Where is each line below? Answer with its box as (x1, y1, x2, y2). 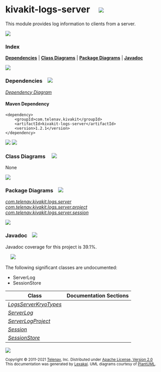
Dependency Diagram (5, 89, 52, 95)
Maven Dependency (5, 101, 50, 107)
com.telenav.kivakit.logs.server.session (5, 209, 89, 216)
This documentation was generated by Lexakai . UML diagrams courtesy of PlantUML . (5, 361, 156, 366)
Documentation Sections (66, 292, 129, 299)
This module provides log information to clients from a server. (5, 21, 136, 27)
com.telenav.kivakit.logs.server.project (5, 204, 87, 210)
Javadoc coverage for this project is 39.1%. (5, 243, 97, 250)
